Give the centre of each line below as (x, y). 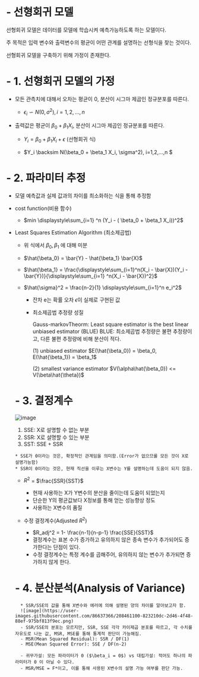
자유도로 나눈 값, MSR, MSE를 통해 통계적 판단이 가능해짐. (78, 634)
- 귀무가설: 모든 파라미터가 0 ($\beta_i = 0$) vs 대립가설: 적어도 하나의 (103, 656)
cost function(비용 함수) (43, 208)
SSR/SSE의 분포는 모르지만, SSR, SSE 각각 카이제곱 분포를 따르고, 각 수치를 (109, 627)
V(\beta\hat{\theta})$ (58, 375)
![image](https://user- (50, 610)
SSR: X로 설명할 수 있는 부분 (56, 437)
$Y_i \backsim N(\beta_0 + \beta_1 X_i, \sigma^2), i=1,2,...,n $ (98, 152)
